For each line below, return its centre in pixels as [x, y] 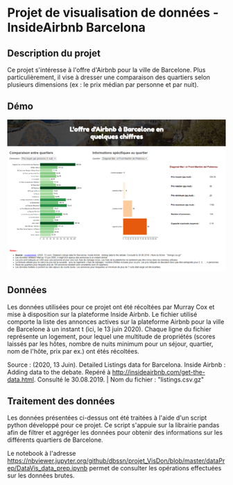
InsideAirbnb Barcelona [76, 27]
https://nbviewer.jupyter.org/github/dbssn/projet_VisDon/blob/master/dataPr [116, 461]
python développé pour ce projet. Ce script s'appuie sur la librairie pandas [113, 425]
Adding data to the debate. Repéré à [59, 372]
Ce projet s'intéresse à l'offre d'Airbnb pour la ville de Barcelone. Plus [106, 70]
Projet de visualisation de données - [113, 13]
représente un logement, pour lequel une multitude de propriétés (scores [111, 336]
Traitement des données [61, 401]
